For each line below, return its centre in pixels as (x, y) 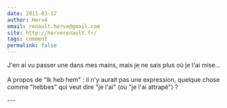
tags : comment (28, 39)
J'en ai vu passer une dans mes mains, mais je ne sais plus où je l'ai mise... (114, 65)
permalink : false (32, 45)
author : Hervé (28, 20)
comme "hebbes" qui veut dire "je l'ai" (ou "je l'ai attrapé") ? (93, 87)
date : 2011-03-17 (32, 13)
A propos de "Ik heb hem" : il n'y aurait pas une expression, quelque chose (113, 79)
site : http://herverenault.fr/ (52, 33)
